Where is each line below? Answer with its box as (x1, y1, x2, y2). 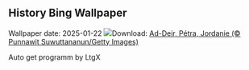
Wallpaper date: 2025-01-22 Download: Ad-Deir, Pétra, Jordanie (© (8, 28, 241, 38)
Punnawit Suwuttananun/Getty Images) (8, 37, 139, 46)
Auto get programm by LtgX (8, 52, 101, 62)
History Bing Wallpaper (8, 6, 127, 20)
